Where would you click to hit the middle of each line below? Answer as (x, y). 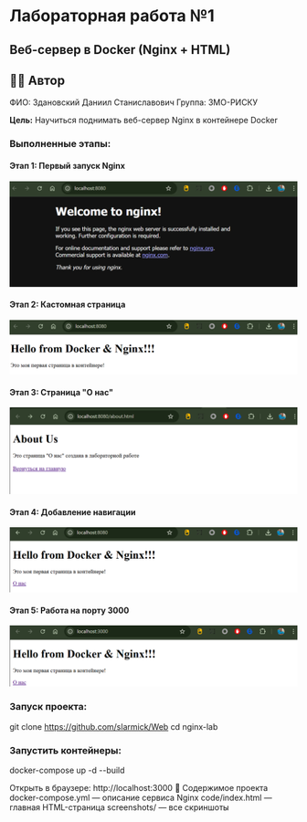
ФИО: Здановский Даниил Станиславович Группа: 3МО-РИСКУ (134, 102)
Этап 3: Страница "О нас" (62, 392)
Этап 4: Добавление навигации (73, 511)
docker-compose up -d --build (67, 770)
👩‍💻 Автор (37, 80)
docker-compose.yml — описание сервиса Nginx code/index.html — (141, 798)
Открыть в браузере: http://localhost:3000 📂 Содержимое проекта (139, 788)
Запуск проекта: (48, 707)
